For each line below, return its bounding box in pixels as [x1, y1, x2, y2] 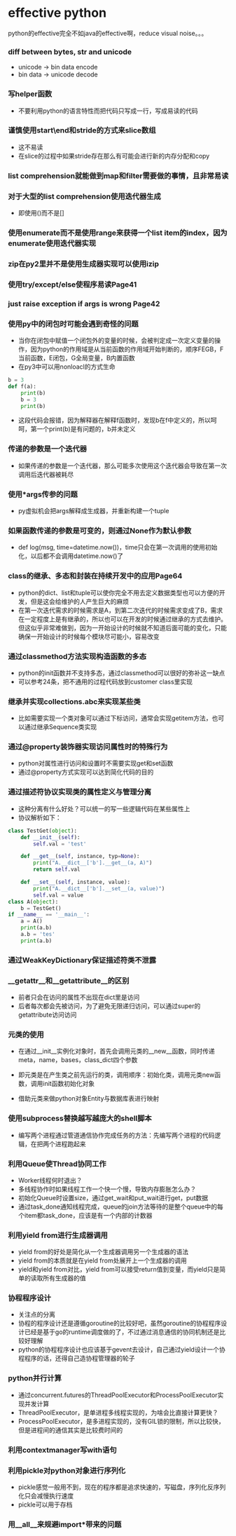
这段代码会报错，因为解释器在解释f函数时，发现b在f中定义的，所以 [18, 416, 211, 425]
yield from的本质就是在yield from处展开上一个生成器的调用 [18, 1256, 188, 1265]
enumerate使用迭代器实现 [8, 238, 97, 248]
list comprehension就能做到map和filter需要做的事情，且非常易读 [8, 170, 229, 180]
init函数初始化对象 [42, 1080, 95, 1088]
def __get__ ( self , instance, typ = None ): [20, 853, 140, 860]
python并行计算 [8, 1373, 62, 1383]
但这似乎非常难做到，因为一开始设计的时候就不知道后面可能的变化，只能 [18, 623, 227, 632]
